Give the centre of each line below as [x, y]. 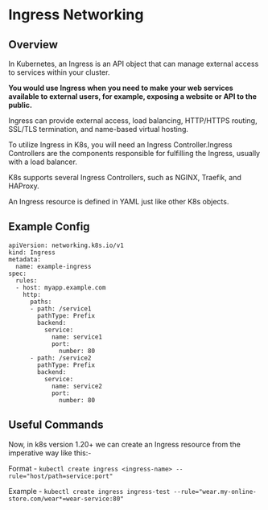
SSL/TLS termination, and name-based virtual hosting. [99, 129]
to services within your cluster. [59, 72]
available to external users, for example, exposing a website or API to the [133, 97]
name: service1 [77, 337]
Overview [33, 45]
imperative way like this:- [50, 453]
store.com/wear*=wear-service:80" [66, 499]
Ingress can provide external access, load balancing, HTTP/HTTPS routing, [133, 121]
